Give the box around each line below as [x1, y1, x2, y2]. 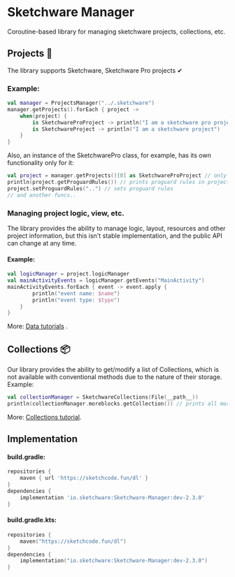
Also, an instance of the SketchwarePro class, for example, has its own [7, 151, 211, 159]
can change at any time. [7, 238, 77, 247]
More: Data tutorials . [7, 322, 68, 331]
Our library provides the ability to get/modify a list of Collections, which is [7, 365, 219, 374]
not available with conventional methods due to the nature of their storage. [7, 373, 222, 381]
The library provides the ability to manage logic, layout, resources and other [7, 224, 226, 232]
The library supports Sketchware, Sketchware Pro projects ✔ [7, 66, 183, 74]
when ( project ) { [20, 113, 68, 120]
